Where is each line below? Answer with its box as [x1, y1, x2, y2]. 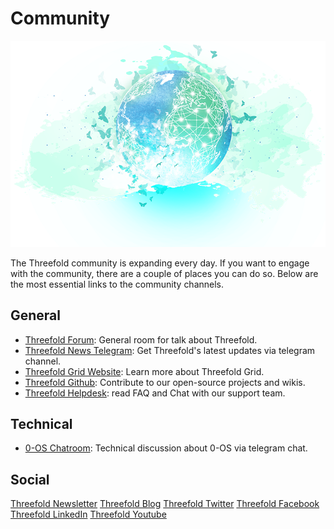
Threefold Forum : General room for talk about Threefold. [24, 333, 258, 346]
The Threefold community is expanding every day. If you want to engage [10, 257, 310, 269]
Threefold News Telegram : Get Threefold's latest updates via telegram [24, 344, 316, 356]
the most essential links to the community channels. [10, 278, 225, 290]
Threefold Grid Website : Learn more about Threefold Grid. [24, 365, 265, 377]
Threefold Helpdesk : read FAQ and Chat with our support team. [24, 387, 286, 399]
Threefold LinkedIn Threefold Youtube [10, 508, 167, 521]
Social [10, 471, 50, 488]
